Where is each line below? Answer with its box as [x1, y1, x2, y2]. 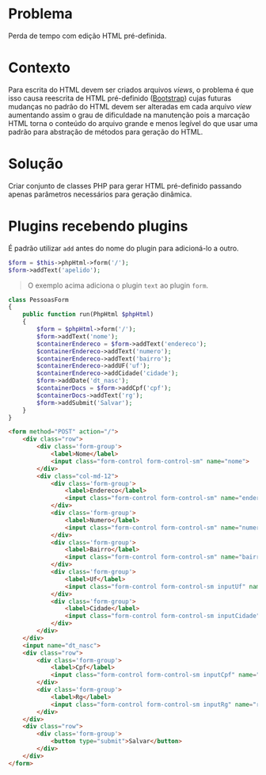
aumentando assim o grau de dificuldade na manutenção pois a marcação [8, 110, 250, 120]
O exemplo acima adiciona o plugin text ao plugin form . [27, 281, 208, 290]
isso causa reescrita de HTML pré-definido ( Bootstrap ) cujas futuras [8, 93, 232, 103]
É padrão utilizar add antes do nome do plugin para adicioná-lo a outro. [8, 243, 239, 253]
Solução [8, 155, 63, 173]
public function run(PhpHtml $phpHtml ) [22, 311, 154, 319]
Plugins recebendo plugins [8, 217, 188, 235]
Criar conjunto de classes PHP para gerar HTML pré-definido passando [8, 181, 242, 190]
